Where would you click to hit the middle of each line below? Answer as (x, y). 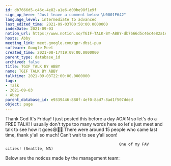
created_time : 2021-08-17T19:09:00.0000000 (52, 52)
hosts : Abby (18, 39)
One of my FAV (134, 144)
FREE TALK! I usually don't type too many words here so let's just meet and (84, 124)
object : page (19, 105)
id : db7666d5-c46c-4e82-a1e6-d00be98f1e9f (51, 10)
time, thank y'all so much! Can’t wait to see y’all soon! (62, 135)
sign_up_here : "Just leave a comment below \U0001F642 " (66, 15)
